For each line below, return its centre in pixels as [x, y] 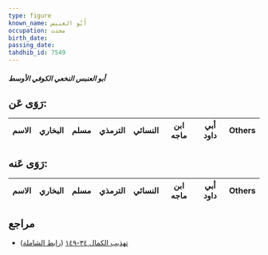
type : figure [30, 16]
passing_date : [32, 45]
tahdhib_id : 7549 [37, 53]
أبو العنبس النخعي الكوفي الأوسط [57, 78]
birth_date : [28, 38]
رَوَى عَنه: [28, 163]
